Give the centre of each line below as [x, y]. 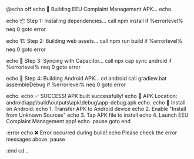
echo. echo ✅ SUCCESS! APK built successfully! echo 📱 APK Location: [92, 96]
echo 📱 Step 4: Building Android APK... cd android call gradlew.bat [86, 78]
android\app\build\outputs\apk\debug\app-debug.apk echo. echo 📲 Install [96, 102]
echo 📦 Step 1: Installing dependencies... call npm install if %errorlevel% [95, 21]
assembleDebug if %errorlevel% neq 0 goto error [66, 84]
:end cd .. [18, 150]
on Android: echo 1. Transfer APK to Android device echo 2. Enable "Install [96, 109]
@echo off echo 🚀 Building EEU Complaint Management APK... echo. [89, 9]
